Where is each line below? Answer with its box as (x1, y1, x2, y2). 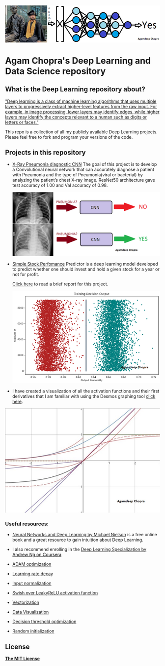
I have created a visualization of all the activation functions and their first (12, 388, 160, 394)
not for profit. (12, 271, 39, 277)
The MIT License (5, 656, 40, 662)
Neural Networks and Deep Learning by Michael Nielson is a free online (12, 532, 157, 538)
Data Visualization (12, 609, 49, 615)
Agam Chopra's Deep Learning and (5, 55, 151, 66)
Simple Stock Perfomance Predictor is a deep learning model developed (12, 261, 158, 267)
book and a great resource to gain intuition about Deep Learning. (12, 537, 143, 543)
